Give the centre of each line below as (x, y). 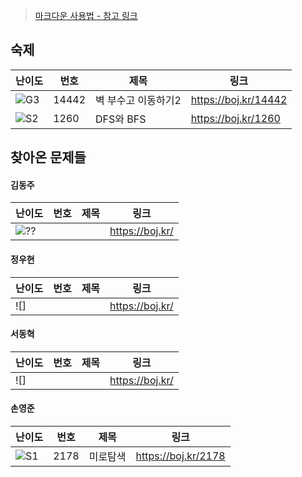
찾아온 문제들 (48, 157)
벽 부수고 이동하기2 (138, 100)
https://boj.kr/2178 (180, 456)
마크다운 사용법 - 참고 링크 (86, 15)
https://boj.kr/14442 (239, 99)
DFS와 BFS (121, 119)
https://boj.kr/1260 (235, 118)
